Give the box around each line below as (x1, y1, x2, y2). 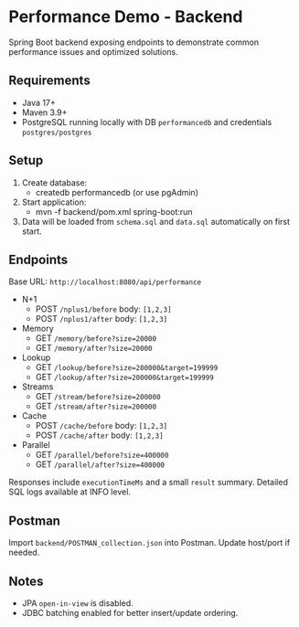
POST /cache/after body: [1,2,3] (35, 430, 164, 441)
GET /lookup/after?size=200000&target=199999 (35, 372, 214, 383)
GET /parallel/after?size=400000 (35, 459, 166, 470)
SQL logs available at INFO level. (8, 486, 132, 497)
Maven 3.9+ (21, 107, 68, 118)
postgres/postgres (21, 128, 92, 137)
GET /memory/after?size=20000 (35, 343, 153, 354)
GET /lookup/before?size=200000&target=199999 (35, 362, 219, 373)
